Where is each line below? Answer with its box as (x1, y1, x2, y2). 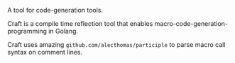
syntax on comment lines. (7, 48, 83, 56)
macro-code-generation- (154, 20, 229, 27)
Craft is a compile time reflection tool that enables (7, 20, 153, 27)
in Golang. (48, 27, 79, 35)
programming (7, 27, 48, 35)
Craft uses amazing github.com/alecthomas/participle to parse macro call (7, 41, 226, 48)
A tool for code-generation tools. (7, 6, 104, 14)
